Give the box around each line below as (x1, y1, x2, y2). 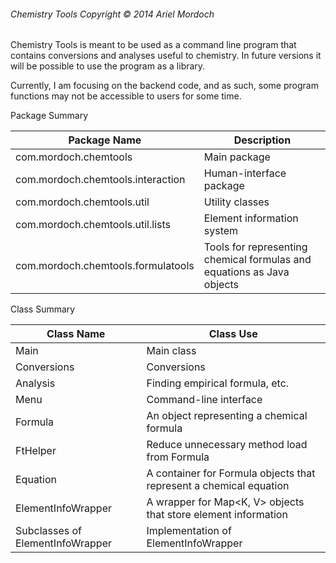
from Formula (146, 450, 210, 464)
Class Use (208, 327, 258, 341)
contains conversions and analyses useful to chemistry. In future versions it (10, 50, 322, 62)
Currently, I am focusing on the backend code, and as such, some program (10, 80, 319, 92)
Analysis (15, 376, 56, 390)
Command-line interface (146, 393, 263, 407)
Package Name (68, 133, 142, 147)
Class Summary (10, 303, 76, 315)
